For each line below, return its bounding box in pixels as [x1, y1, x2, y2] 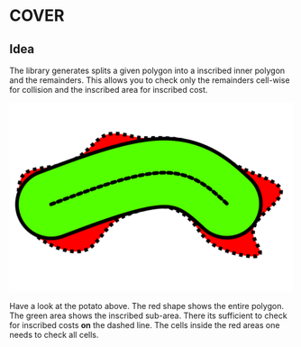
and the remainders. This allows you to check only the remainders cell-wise [9, 75, 290, 86]
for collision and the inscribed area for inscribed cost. [9, 85, 208, 95]
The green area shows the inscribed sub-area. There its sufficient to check [9, 310, 287, 321]
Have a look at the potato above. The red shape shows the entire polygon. [9, 300, 284, 311]
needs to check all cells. [9, 329, 99, 340]
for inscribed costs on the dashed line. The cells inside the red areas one [9, 319, 280, 330]
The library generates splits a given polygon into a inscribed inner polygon [9, 65, 286, 76]
